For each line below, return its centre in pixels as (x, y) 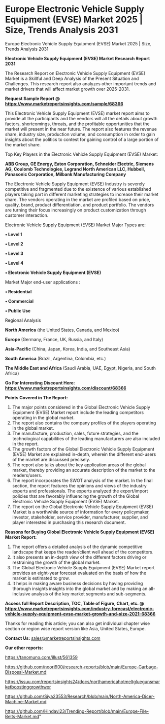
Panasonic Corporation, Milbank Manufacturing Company (66, 174)
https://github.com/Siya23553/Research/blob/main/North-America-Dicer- (80, 696)
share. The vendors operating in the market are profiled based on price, (78, 199)
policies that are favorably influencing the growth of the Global (76, 496)
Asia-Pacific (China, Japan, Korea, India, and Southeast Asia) (68, 349)
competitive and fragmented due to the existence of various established (78, 189)
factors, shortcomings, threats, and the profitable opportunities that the (77, 124)
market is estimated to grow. (41, 578)
